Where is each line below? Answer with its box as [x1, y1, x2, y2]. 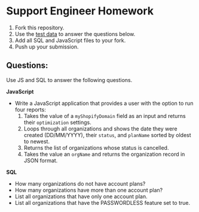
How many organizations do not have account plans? [14, 180, 146, 187]
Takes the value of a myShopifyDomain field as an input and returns [23, 112, 186, 119]
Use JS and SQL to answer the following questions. [6, 76, 133, 83]
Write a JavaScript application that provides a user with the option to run [14, 99, 194, 107]
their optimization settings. [23, 119, 91, 126]
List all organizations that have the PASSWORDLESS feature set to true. [14, 199, 190, 206]
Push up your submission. [14, 43, 79, 50]
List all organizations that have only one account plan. [14, 193, 148, 200]
